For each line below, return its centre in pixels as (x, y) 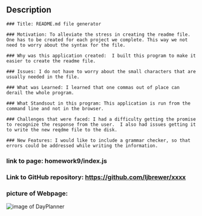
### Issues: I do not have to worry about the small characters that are (101, 71)
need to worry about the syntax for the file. (66, 45)
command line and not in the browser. (55, 108)
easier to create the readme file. (51, 61)
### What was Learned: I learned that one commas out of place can (93, 87)
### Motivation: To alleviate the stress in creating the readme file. (98, 34)
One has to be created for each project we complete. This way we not (97, 40)
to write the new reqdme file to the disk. (62, 129)
